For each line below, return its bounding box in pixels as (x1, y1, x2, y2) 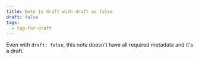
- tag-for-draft (11, 25, 52, 31)
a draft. (6, 48, 24, 55)
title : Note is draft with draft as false (6, 8, 113, 15)
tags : (6, 19, 20, 25)
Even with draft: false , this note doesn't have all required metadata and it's (6, 41, 194, 48)
